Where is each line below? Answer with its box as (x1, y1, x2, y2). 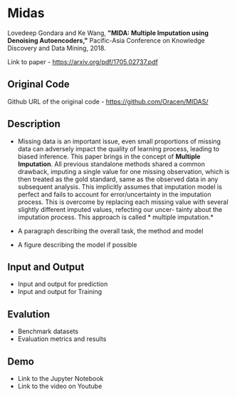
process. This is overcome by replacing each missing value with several (17, 198, 229, 206)
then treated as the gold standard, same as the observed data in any (17, 175, 218, 183)
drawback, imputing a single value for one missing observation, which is (17, 167, 230, 176)
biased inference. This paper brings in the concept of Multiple (17, 152, 201, 161)
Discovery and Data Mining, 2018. (7, 44, 107, 52)
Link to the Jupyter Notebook (17, 375, 104, 382)
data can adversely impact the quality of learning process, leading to (17, 144, 220, 153)
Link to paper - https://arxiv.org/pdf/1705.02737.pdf (7, 57, 159, 66)
